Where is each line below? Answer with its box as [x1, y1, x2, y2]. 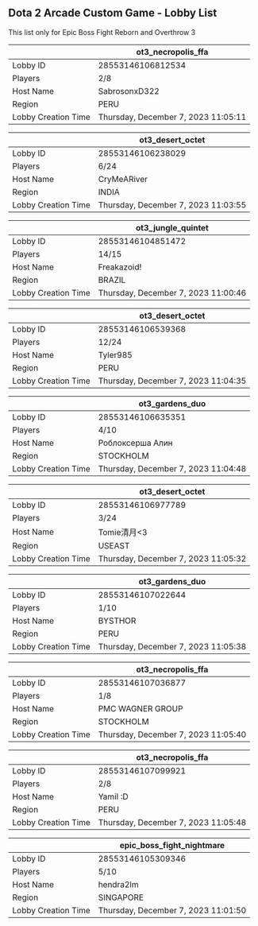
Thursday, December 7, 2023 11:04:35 [98, 375, 247, 386]
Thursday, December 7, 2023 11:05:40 [98, 729, 247, 740]
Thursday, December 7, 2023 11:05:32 [98, 552, 247, 564]
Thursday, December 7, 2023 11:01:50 [98, 905, 247, 916]
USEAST [98, 540, 130, 551]
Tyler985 [98, 349, 133, 360]
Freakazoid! [98, 262, 142, 273]
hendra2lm [98, 878, 139, 889]
